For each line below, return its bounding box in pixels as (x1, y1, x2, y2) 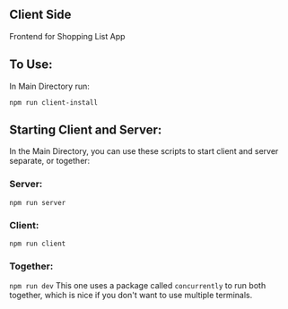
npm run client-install (9, 98, 99, 107)
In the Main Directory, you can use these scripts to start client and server (9, 146, 279, 157)
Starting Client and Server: (9, 123, 162, 138)
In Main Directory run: (9, 81, 90, 91)
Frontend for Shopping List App (9, 30, 126, 41)
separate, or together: (9, 156, 91, 167)
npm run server (9, 198, 66, 207)
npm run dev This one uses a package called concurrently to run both (9, 280, 266, 291)
